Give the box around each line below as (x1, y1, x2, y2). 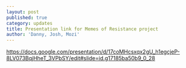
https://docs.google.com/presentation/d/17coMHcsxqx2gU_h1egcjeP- (6, 48, 180, 55)
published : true (6, 15, 47, 21)
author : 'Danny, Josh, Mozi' (6, 32, 80, 38)
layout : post (6, 8, 39, 15)
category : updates (6, 20, 53, 26)
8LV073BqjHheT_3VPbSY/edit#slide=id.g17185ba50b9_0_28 (6, 55, 156, 62)
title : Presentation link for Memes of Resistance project (6, 25, 159, 32)
